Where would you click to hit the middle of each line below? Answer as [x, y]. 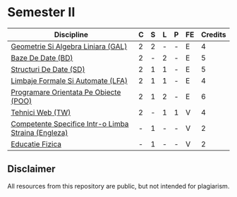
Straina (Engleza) [39, 132]
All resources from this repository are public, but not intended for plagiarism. [119, 186]
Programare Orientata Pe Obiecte [66, 92]
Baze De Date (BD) [42, 58]
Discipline [71, 34]
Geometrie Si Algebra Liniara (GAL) [69, 46]
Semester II [41, 12]
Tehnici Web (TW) [41, 112]
